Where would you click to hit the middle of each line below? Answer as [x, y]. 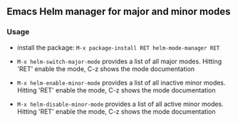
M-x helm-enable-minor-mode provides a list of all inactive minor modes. [121, 82]
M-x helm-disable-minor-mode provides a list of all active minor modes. [120, 104]
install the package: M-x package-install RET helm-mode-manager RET [118, 47]
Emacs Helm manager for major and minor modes [119, 12]
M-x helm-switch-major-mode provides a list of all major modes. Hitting [119, 61]
